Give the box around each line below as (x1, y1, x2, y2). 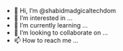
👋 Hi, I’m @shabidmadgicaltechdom (13, 7, 116, 14)
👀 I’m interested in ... (13, 14, 73, 22)
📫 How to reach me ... (13, 37, 79, 44)
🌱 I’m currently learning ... (13, 21, 88, 29)
